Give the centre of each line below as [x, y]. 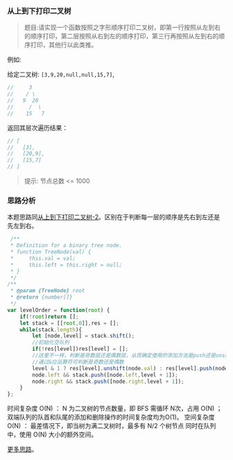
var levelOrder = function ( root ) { [59, 310]
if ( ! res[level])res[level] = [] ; [80, 349]
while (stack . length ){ [51, 330]
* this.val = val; [43, 258]
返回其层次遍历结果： [37, 127]
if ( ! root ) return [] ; [49, 317]
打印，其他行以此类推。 [64, 45]
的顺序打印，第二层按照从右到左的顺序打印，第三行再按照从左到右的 [121, 36]
